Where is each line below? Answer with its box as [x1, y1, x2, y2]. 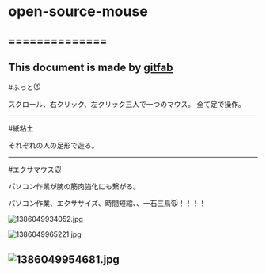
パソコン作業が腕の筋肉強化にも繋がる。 [8, 181, 140, 192]
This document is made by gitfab [8, 60, 173, 74]
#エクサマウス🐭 [8, 165, 62, 174]
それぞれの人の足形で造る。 [8, 141, 99, 150]
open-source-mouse [8, 2, 148, 21]
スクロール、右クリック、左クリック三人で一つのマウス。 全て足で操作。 [8, 100, 245, 109]
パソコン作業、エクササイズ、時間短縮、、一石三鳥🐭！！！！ [8, 199, 207, 208]
